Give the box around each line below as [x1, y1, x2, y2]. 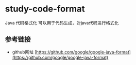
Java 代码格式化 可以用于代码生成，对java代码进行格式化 [5, 20, 119, 26]
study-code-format [5, 3, 85, 14]
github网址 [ [12, 49, 36, 55]
